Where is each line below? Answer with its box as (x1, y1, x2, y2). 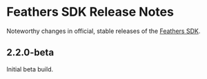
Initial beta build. (6, 65, 54, 73)
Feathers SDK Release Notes (6, 4, 174, 20)
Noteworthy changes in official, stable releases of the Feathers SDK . (6, 27, 201, 35)
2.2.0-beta (6, 47, 55, 58)
